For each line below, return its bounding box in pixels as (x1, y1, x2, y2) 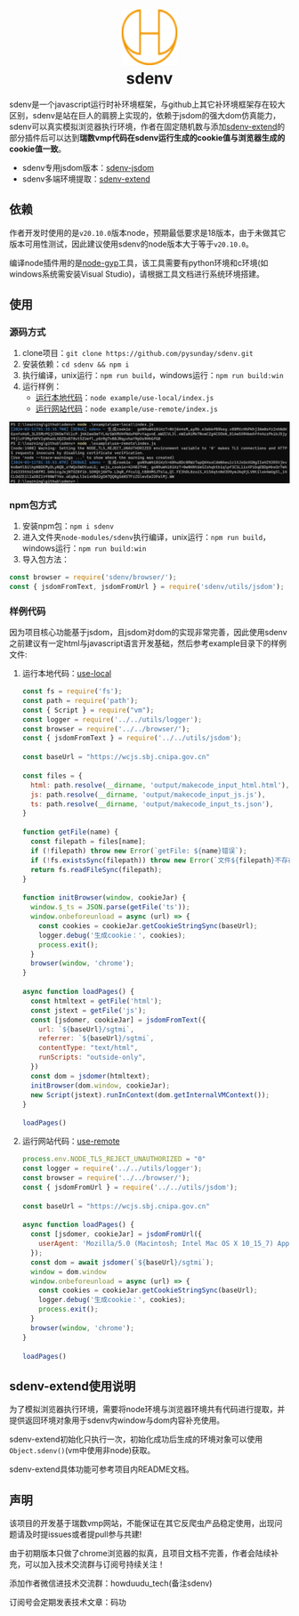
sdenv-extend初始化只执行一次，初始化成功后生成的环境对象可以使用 (9, 1434, 263, 1445)
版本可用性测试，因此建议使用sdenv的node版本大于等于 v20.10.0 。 (9, 238, 254, 249)
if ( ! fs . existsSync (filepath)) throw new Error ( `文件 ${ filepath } (30, 855, 276, 865)
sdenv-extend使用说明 (9, 1378, 136, 1394)
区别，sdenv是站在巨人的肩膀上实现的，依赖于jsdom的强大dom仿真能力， (9, 109, 281, 120)
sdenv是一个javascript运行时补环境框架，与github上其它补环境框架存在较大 (9, 99, 286, 109)
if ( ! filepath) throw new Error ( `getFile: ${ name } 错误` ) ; (30, 846, 247, 855)
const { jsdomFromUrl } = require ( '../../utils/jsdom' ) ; (21, 1183, 238, 1192)
